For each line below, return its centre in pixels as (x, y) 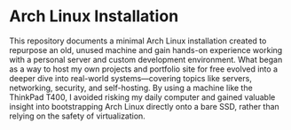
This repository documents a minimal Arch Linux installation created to (138, 41)
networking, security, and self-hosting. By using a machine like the (131, 88)
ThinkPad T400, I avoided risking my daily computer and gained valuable (142, 97)
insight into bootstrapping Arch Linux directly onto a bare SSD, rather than (144, 106)
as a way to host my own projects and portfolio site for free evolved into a (143, 69)
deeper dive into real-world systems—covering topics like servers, (131, 78)
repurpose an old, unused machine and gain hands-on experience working (146, 50)
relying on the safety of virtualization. (78, 116)
